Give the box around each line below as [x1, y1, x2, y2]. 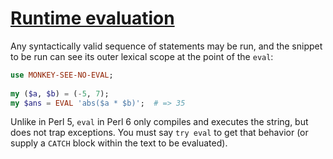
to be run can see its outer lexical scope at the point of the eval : [10, 50, 274, 62]
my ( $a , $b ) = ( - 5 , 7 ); [10, 88, 110, 99]
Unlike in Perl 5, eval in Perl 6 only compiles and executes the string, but [10, 116, 309, 128]
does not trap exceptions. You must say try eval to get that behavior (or [10, 127, 309, 139]
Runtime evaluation [10, 7, 175, 30]
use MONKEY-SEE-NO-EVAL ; [10, 70, 114, 80]
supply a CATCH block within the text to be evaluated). [10, 137, 228, 149]
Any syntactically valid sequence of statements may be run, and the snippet [10, 40, 323, 52]
